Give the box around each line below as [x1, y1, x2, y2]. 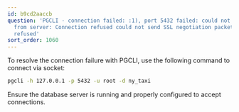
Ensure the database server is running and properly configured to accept [7, 90, 222, 99]
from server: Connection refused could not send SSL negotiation [14, 23, 212, 30]
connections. [7, 98, 46, 106]
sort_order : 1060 [7, 37, 59, 44]
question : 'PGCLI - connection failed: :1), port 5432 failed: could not [7, 17, 231, 24]
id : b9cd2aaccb [7, 10, 53, 18]
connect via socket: [7, 64, 65, 72]
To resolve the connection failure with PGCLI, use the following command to [7, 56, 230, 65]
